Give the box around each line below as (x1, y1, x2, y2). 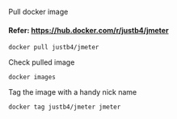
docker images (8, 73, 57, 82)
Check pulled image (8, 57, 75, 67)
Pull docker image (8, 7, 69, 16)
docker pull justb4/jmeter (8, 44, 99, 52)
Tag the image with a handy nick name (8, 87, 137, 97)
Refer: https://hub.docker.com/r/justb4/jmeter (8, 25, 169, 35)
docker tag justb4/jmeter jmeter (8, 103, 121, 112)
